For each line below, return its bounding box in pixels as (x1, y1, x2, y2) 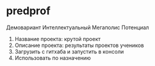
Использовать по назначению (14, 54, 91, 61)
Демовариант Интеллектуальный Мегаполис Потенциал (6, 24, 149, 31)
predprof (6, 4, 51, 18)
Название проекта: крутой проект (14, 35, 101, 42)
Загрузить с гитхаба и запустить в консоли (14, 48, 124, 55)
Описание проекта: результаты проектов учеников (14, 42, 144, 49)
